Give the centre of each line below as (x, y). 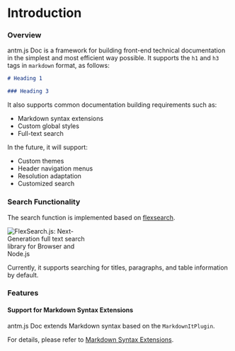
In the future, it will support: (48, 147)
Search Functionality (44, 202)
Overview (24, 35)
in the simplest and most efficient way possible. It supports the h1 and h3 (113, 58)
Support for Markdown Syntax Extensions (70, 310)
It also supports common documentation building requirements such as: (112, 105)
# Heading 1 (25, 79)
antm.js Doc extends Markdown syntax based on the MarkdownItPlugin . (111, 326)
